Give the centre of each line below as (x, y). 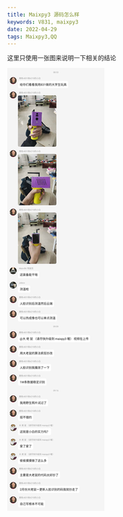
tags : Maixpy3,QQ (32, 37)
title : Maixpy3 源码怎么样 (43, 15)
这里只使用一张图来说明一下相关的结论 (61, 58)
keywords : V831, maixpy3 (43, 22)
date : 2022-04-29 (32, 29)
